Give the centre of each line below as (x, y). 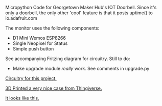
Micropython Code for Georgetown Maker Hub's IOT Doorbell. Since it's (81, 7)
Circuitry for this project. (31, 78)
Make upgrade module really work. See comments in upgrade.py (81, 69)
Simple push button (33, 49)
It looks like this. (22, 98)
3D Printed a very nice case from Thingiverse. (54, 88)
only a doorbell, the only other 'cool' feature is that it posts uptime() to (79, 13)
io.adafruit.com (21, 18)
